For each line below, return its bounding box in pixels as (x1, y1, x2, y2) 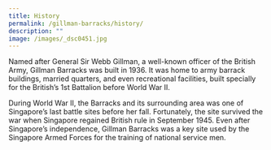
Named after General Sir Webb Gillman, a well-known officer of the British (8, 57, 256, 66)
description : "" (8, 27, 63, 35)
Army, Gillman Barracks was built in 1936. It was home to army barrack (8, 66, 246, 75)
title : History (8, 11, 60, 20)
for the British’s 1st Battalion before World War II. (8, 83, 171, 92)
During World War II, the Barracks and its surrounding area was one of (8, 98, 244, 108)
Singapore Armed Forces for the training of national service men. (8, 133, 226, 143)
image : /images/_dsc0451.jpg (8, 34, 107, 43)
